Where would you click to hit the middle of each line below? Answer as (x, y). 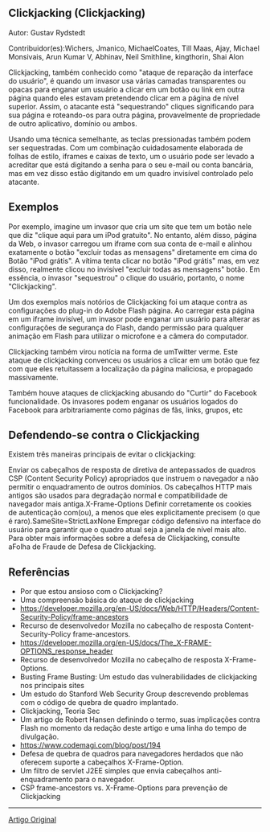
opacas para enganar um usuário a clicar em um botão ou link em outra (127, 89)
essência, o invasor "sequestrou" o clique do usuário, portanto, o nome (127, 277)
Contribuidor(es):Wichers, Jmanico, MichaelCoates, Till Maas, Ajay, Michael (134, 48)
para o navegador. (105, 780)
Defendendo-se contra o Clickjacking (104, 435)
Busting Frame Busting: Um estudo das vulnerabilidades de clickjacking (138, 677)
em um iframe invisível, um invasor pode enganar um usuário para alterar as (134, 319)
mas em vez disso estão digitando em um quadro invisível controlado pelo (131, 173)
